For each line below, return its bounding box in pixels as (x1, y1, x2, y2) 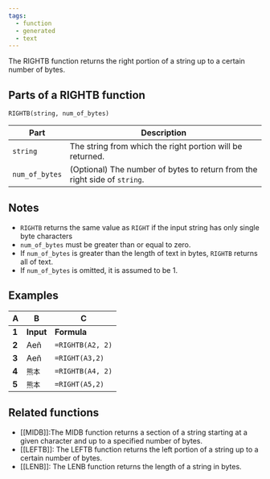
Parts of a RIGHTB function (8, 88, 146, 101)
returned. (69, 151, 105, 162)
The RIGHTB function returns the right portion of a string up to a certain (8, 56, 245, 66)
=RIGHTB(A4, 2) (55, 366, 112, 375)
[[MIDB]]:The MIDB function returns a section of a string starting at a (19, 427, 247, 437)
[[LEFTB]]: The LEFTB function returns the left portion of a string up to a (19, 444, 259, 454)
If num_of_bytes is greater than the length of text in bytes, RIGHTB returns (19, 248, 259, 258)
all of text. (19, 257, 54, 266)
